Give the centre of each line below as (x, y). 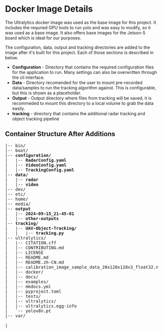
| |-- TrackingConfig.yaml (40, 170)
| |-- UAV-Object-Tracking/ (41, 228)
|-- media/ (18, 204)
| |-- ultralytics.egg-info (41, 306)
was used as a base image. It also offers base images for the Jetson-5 (75, 33)
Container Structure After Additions (60, 134)
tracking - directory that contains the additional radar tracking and (79, 113)
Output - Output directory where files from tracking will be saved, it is (82, 98)
